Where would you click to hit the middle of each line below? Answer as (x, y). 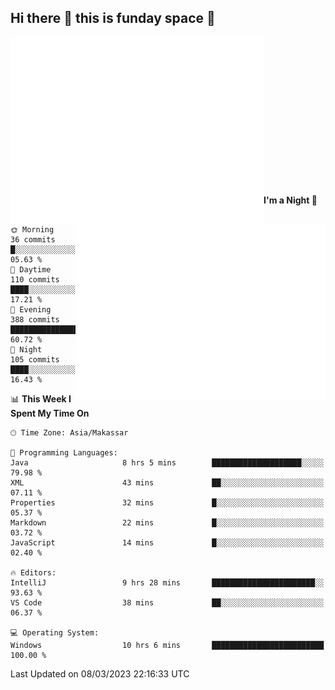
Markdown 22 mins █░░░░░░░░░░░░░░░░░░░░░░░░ (167, 522)
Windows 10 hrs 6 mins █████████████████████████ (167, 645)
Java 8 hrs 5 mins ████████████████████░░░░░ (167, 462)
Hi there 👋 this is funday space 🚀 (113, 18)
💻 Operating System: (55, 632)
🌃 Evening (31, 309)
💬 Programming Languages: (64, 452)
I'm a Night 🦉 (290, 200)
